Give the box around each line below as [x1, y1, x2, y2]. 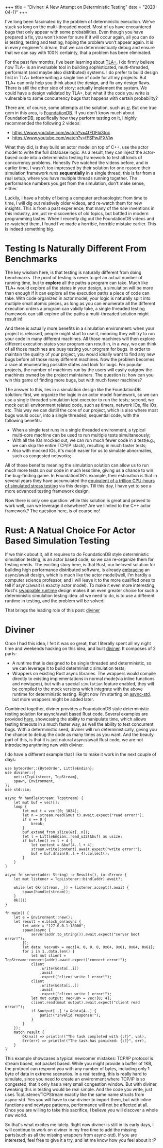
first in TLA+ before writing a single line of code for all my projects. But [5, 75, 147, 80]
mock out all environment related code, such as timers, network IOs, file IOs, [5, 402, 158, 408]
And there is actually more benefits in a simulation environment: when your [5, 325, 155, 331]
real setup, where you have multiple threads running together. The [5, 175, 137, 181]
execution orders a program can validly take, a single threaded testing [5, 305, 145, 311]
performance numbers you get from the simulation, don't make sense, [5, 180, 145, 186]
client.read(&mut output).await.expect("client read [31, 1000, 140, 1005]
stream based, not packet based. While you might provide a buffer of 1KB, [5, 1060, 153, 1066]
